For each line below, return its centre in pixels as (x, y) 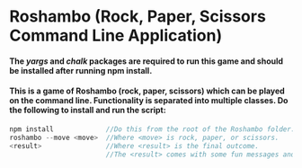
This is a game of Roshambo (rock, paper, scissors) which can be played (147, 91)
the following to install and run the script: (88, 111)
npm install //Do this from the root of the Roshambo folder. (152, 129)
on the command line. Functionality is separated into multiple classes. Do (149, 101)
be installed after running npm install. (81, 70)
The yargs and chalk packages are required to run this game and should (147, 61)
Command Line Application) (116, 35)
